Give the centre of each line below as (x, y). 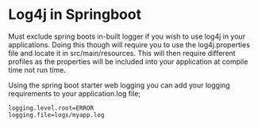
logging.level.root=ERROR (51, 108)
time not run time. (37, 69)
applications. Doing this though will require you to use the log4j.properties (129, 44)
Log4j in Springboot (75, 15)
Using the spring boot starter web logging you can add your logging (119, 85)
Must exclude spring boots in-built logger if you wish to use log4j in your (127, 36)
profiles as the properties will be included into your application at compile (128, 62)
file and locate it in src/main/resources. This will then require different (122, 53)
